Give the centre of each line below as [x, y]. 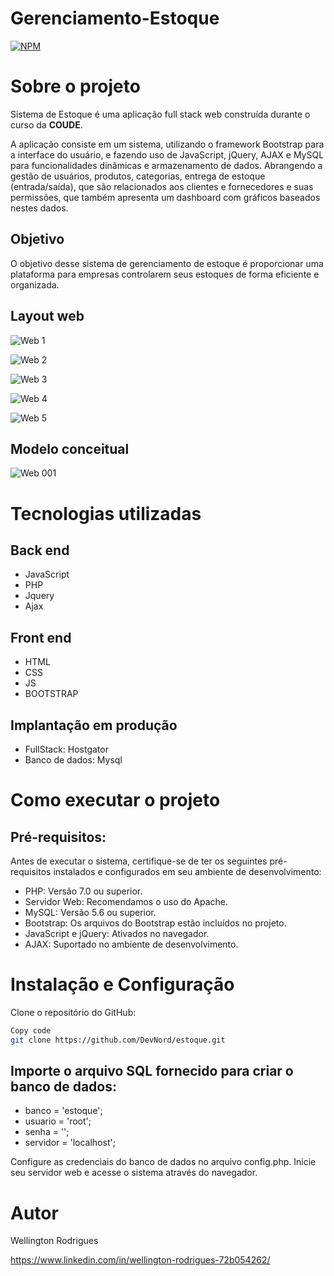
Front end [41, 637]
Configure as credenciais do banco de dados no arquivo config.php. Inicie [163, 1162]
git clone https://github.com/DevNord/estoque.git [118, 1040]
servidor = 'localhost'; [70, 1143]
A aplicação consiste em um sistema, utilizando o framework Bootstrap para [167, 144]
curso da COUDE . [46, 124]
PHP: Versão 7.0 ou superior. [83, 891]
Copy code [31, 1030]
